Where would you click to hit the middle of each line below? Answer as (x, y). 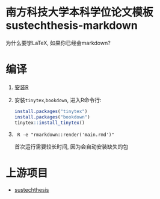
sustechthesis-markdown (72, 26)
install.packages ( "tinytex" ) (51, 111)
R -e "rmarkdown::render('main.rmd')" (66, 135)
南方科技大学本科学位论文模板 (80, 12)
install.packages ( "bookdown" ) (52, 117)
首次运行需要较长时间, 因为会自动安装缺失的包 (71, 146)
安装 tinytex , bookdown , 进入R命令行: (58, 100)
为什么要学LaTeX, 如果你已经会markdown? (58, 43)
